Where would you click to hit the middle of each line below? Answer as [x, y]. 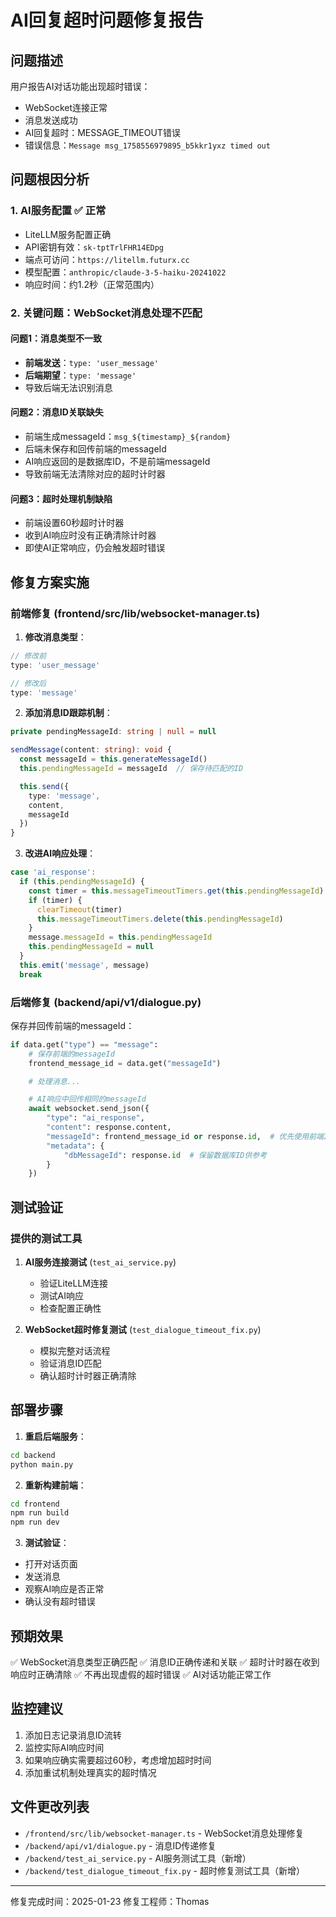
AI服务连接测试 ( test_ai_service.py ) [100, 1262]
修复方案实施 [50, 582]
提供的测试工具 [46, 1238]
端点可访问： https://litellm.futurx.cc [107, 259]
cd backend [33, 1455]
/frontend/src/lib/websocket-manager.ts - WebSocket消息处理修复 [164, 1833]
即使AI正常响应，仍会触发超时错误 [95, 548]
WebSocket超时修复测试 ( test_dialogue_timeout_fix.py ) [143, 1330]
